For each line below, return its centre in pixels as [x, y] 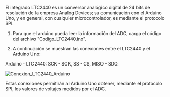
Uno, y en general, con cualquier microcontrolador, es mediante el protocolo [85, 18]
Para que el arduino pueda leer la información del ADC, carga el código [87, 33]
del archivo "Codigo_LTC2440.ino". [49, 39]
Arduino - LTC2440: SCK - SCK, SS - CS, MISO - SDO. [62, 64]
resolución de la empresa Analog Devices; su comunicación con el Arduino [83, 13]
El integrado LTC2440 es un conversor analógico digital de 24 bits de [78, 7]
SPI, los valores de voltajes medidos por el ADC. [56, 89]
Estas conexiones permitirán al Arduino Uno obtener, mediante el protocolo [84, 84]
